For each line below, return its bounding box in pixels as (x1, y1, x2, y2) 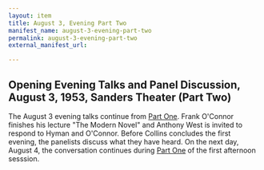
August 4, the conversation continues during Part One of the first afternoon (8, 145, 256, 155)
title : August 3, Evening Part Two (8, 19, 127, 27)
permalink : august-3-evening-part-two (8, 34, 138, 42)
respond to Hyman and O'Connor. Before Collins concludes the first (8, 128, 231, 138)
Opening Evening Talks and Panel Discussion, (8, 77, 241, 92)
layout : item (8, 11, 52, 20)
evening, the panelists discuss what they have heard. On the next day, (8, 136, 239, 146)
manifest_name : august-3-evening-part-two (8, 26, 152, 34)
